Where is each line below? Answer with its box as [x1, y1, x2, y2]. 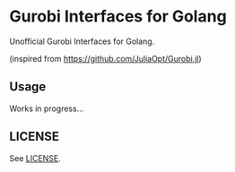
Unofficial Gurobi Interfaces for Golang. [9, 36, 155, 47]
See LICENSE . [9, 152, 61, 163]
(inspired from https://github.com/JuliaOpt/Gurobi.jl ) [9, 53, 202, 64]
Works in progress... [9, 103, 84, 114]
